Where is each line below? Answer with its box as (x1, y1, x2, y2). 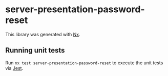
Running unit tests (5, 46, 65, 55)
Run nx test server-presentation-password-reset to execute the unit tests (5, 60, 163, 66)
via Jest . (5, 65, 24, 71)
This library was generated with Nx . (5, 31, 80, 37)
